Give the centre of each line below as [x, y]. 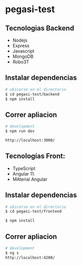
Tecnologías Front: [35, 156]
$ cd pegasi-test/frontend [33, 212]
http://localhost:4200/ [30, 257]
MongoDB [23, 56]
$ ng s [12, 253]
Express [21, 46]
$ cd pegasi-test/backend [32, 94]
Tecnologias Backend [40, 28]
